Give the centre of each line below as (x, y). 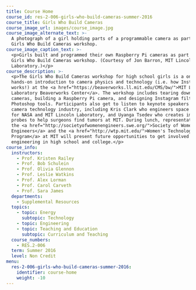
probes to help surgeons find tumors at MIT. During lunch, (86, 120)
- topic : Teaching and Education (57, 229)
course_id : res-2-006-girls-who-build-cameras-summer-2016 (79, 17)
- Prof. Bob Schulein (43, 164)
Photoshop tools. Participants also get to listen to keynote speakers (100, 104)
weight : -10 (31, 278)
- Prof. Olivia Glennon (45, 169)
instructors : (27, 153)
